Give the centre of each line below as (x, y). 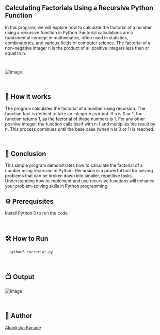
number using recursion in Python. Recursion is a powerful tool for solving (79, 171)
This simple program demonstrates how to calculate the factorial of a (74, 165)
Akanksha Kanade (23, 327)
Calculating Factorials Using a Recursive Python (79, 8)
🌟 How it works (28, 97)
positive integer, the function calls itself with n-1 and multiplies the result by (80, 124)
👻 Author (19, 316)
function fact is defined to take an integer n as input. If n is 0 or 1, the (74, 113)
